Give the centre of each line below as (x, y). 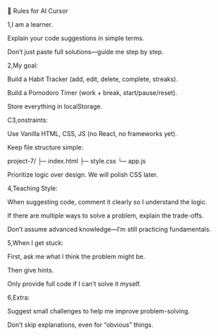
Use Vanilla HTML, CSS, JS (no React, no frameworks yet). (92, 133)
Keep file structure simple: (45, 147)
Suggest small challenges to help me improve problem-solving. (98, 311)
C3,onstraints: (27, 120)
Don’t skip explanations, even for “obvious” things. (80, 325)
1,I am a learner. (30, 24)
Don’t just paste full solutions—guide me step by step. (85, 52)
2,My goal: (23, 66)
